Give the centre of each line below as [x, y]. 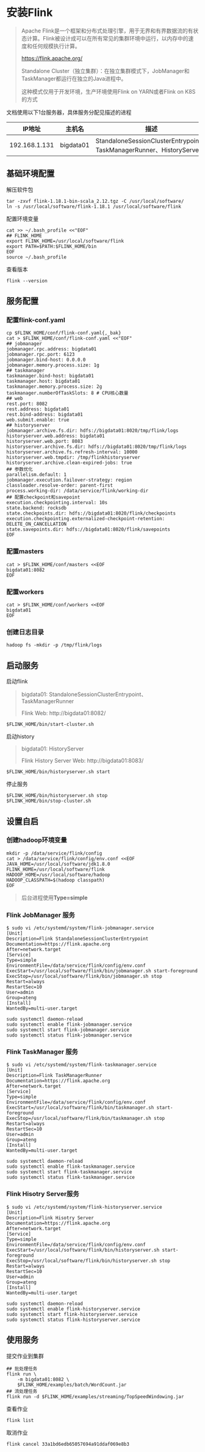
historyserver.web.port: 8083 [45, 442]
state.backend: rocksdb [37, 508]
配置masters [25, 551]
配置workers [25, 592]
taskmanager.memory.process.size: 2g [54, 387]
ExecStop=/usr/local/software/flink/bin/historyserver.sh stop [88, 1261]
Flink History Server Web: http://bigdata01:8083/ [82, 761]
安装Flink [30, 13]
